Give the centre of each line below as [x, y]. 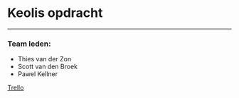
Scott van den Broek [48, 67]
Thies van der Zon [44, 59]
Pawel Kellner [38, 74]
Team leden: [29, 44]
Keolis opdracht [55, 13]
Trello [16, 88]
